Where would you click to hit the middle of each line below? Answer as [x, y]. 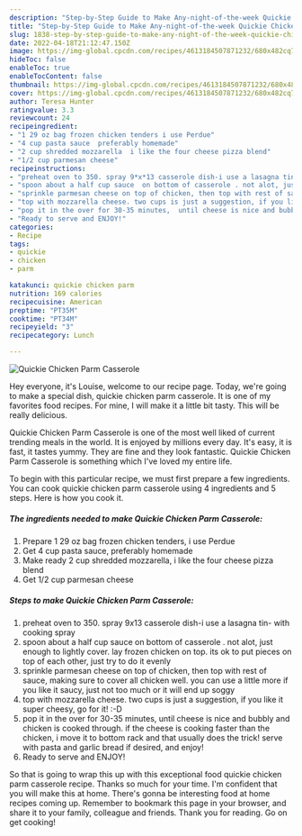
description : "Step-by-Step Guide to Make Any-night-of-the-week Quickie [151, 18]
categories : [31, 227]
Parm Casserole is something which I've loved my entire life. [121, 461]
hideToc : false [38, 59]
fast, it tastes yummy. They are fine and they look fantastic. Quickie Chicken [150, 452]
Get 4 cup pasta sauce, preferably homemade [107, 550]
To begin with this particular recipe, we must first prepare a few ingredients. [150, 479]
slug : [19, 34]
